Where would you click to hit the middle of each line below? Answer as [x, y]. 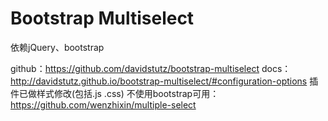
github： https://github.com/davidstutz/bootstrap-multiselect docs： [151, 68]
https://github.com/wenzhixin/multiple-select [103, 104]
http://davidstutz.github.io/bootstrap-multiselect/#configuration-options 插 [164, 81]
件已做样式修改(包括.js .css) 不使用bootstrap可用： [115, 93]
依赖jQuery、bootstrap [57, 47]
